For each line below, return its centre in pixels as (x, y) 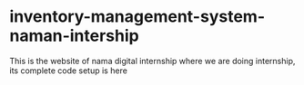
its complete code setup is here (68, 71)
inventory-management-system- (137, 17)
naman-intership (74, 36)
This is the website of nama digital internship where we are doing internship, (152, 61)
